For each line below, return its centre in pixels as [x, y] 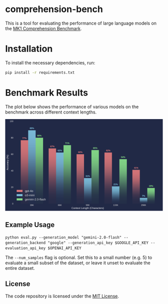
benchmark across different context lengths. [51, 112]
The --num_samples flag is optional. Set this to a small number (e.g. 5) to [79, 257]
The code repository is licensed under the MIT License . [62, 296]
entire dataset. [20, 268]
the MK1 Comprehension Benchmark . [43, 28]
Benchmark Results [47, 93]
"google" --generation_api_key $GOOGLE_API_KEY [98, 243]
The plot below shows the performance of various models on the [72, 107]
